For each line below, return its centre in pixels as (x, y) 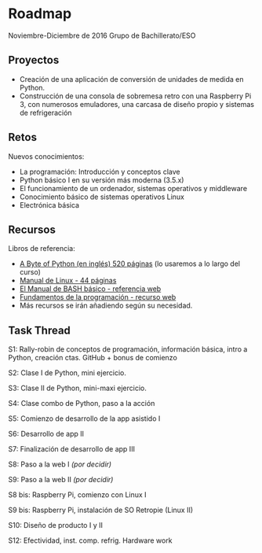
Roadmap (40, 14)
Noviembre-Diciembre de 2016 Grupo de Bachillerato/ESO (102, 35)
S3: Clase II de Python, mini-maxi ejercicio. (78, 388)
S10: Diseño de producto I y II (56, 525)
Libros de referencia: (42, 249)
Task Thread (39, 330)
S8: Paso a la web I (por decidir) (60, 464)
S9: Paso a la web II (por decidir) (61, 480)
